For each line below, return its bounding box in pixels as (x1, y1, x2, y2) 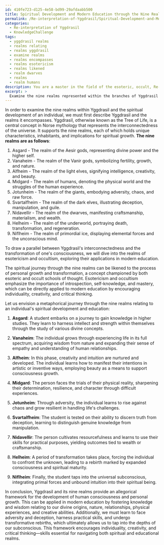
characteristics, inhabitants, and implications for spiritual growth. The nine (5, 133, 155, 139)
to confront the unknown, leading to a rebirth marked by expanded (12, 459, 146, 465)
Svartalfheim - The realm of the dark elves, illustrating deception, (12, 199, 143, 205)
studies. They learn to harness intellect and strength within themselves (12, 321, 155, 327)
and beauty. (12, 174, 37, 179)
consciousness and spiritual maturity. (12, 465, 88, 471)
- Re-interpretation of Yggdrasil (9, 25, 80, 30)
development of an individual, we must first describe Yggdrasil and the (5, 112, 147, 118)
